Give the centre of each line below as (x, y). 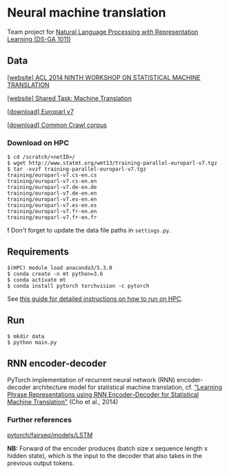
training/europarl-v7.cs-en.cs (52, 175)
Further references (40, 420)
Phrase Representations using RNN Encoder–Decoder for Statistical (103, 395)
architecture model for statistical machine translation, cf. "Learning (128, 387)
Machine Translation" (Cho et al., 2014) (63, 402)
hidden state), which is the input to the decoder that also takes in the (104, 455)
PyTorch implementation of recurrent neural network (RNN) (91, 380)
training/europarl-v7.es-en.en (52, 199)
